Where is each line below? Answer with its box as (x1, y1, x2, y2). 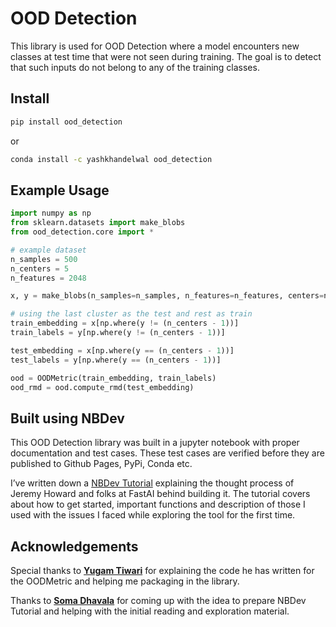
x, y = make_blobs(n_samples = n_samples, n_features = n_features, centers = (10, 291, 325, 301)
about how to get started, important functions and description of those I (10, 498, 306, 511)
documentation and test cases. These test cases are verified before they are (10, 447, 325, 459)
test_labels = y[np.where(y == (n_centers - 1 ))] (10, 355, 222, 365)
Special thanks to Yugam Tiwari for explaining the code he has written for (10, 565, 315, 577)
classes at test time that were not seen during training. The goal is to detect (10, 50, 322, 62)
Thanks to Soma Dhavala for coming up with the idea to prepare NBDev (10, 595, 307, 607)
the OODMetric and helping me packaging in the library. (10, 575, 240, 587)
